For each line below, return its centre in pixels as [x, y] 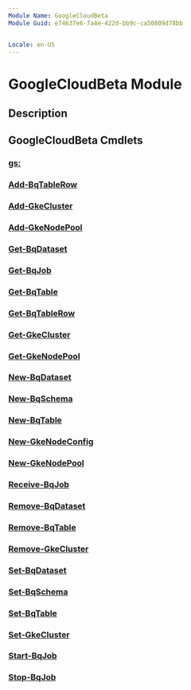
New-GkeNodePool [47, 463]
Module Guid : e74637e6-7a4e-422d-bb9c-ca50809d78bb [95, 23]
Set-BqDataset [37, 570]
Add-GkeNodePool [45, 228]
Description [38, 113]
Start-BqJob [33, 656]
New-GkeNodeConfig [51, 442]
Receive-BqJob [39, 485]
